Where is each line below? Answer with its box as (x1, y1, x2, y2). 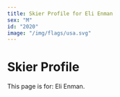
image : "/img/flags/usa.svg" (7, 29, 92, 37)
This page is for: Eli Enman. (7, 82, 85, 91)
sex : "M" (7, 17, 33, 24)
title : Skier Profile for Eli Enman (7, 10, 113, 17)
